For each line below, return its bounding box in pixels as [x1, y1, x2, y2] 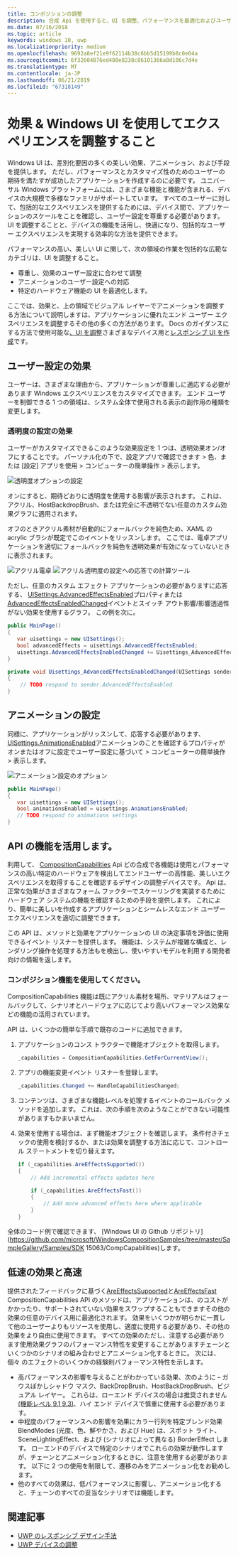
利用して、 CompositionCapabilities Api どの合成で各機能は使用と [7, 860, 198, 868]
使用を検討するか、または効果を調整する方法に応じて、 [36, 1138, 198, 1146]
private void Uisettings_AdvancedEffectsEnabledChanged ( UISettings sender [7, 668, 233, 675]
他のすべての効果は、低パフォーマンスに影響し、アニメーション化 [17, 1479, 210, 1487]
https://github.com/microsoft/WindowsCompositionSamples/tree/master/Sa [9, 1234, 230, 1244]
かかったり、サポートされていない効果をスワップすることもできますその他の [7, 1304, 230, 1313]
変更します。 [7, 407, 45, 415]
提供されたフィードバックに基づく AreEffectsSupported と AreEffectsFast [7, 1286, 217, 1295]
